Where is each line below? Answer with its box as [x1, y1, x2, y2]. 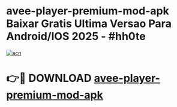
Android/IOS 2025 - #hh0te [6, 30, 146, 43]
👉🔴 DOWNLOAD [6, 72, 92, 85]
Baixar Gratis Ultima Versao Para [6, 17, 172, 30]
